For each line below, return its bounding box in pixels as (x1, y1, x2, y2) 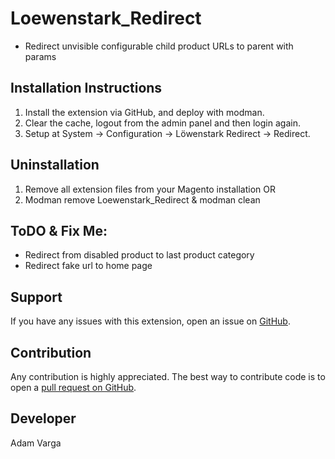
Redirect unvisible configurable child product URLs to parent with (24, 40, 294, 52)
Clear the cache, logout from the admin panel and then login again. (24, 117, 301, 129)
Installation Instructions (10, 80, 163, 97)
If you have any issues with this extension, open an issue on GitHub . (10, 315, 291, 327)
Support (10, 288, 63, 306)
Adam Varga (10, 437, 62, 449)
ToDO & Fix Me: (10, 222, 108, 239)
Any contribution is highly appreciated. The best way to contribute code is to (10, 371, 326, 382)
